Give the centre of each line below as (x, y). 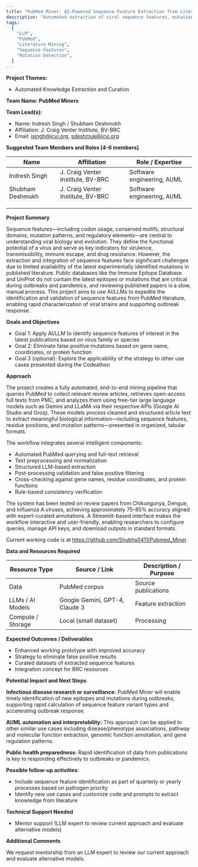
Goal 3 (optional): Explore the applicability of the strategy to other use (99, 358)
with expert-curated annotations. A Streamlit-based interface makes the (93, 515)
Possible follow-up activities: (43, 770)
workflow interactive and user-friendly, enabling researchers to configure (95, 522)
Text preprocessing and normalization (61, 460)
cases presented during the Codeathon (62, 364)
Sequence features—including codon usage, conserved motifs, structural (95, 229)
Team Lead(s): (24, 112)
